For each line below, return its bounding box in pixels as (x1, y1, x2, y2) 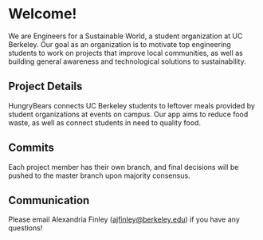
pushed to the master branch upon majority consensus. (8, 171, 190, 180)
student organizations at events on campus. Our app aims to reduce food (8, 109, 249, 119)
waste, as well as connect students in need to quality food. (8, 117, 202, 128)
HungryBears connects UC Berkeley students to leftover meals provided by (8, 100, 255, 110)
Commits (8, 141, 54, 155)
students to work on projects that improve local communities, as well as (8, 48, 243, 57)
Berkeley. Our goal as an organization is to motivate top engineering (8, 39, 231, 49)
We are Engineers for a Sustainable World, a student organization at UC (8, 31, 243, 41)
